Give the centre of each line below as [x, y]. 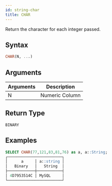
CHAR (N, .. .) [19, 57]
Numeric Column [61, 95]
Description [60, 87]
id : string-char [22, 10]
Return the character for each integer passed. [53, 29]
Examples [21, 141]
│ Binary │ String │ [35, 166]
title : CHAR [18, 15]
